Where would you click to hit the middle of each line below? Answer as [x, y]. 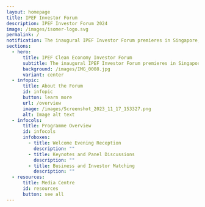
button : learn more [47, 97]
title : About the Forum [53, 86]
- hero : [22, 52]
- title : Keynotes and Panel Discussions [82, 154]
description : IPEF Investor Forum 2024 [57, 23]
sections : [19, 47]
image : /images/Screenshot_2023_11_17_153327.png [87, 109]
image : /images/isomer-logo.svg [47, 29]
